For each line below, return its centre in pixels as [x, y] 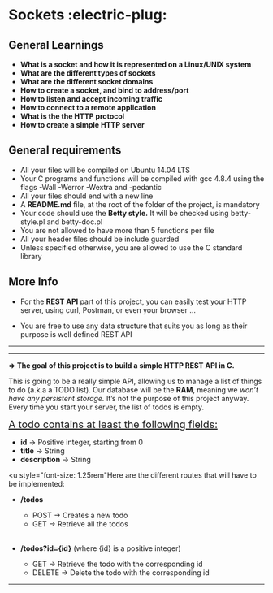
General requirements [65, 151]
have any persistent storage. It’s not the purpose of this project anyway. [129, 398]
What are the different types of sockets [88, 73]
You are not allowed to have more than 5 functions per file [117, 230]
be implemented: [37, 483]
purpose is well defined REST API [76, 334]
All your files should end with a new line [87, 196]
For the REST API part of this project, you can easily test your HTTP [133, 301]
